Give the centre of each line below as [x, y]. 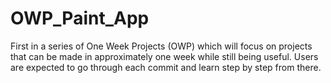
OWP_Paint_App [80, 18]
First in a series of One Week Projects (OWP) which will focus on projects [161, 46]
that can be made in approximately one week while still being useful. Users [164, 56]
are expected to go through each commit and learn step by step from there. [166, 67]
